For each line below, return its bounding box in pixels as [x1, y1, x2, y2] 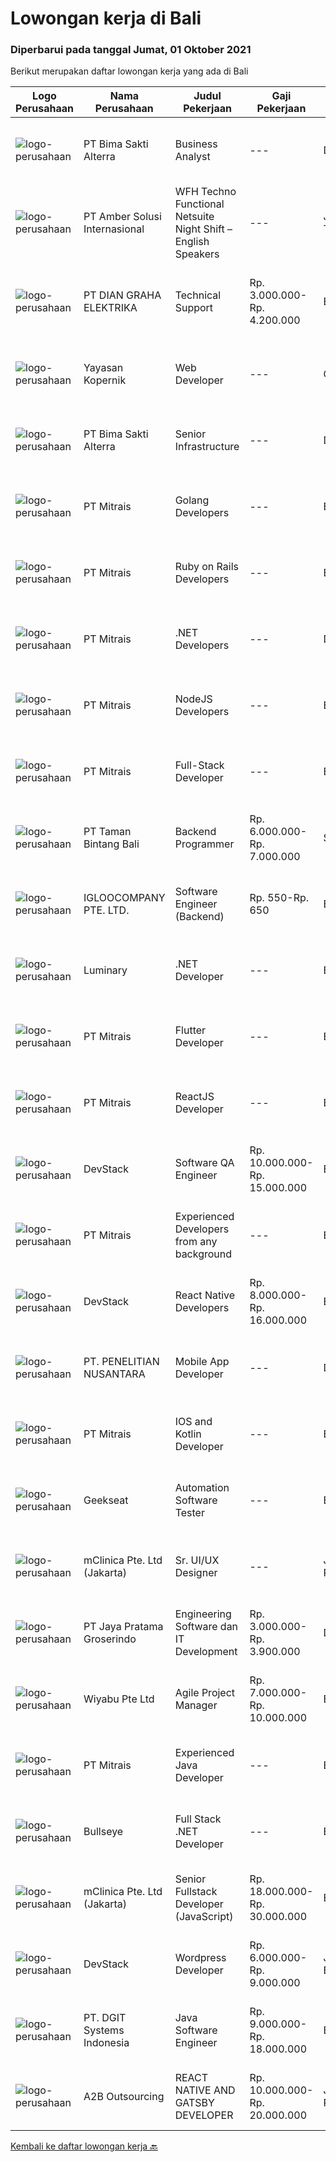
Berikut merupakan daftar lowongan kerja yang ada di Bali [10, 65, 249, 77]
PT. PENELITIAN [83, 1355, 160, 1369]
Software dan [174, 1620, 239, 1634]
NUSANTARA [83, 1367, 146, 1381]
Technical [174, 288, 222, 302]
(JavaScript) [174, 1910, 234, 1924]
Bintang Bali [83, 837, 140, 851]
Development [174, 1645, 238, 1659]
